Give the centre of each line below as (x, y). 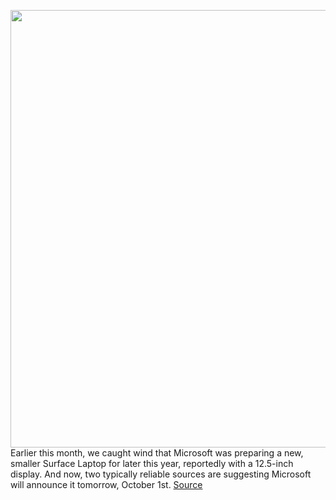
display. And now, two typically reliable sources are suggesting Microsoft (161, 474)
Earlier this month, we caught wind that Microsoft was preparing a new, (157, 453)
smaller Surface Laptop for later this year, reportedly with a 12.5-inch (152, 463)
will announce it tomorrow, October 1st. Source (106, 484)
